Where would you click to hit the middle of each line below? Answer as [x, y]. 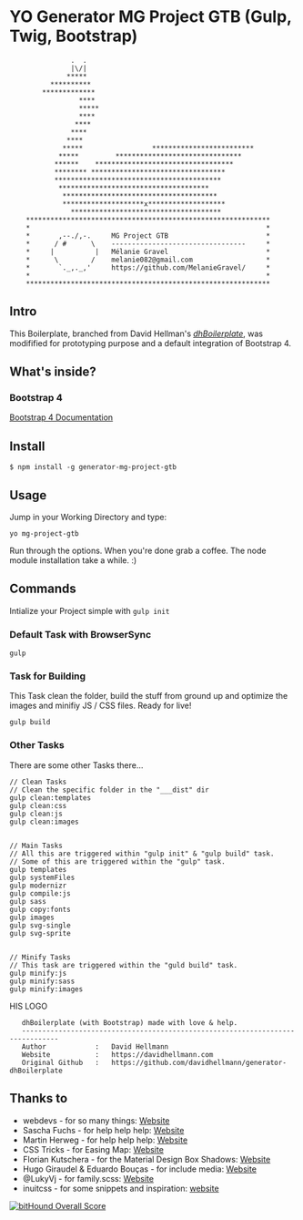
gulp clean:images [44, 822]
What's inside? [53, 372]
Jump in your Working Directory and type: [88, 518]
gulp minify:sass [42, 981]
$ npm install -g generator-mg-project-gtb [93, 467]
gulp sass [28, 901]
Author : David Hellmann [95, 1046]
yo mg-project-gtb [44, 534]
